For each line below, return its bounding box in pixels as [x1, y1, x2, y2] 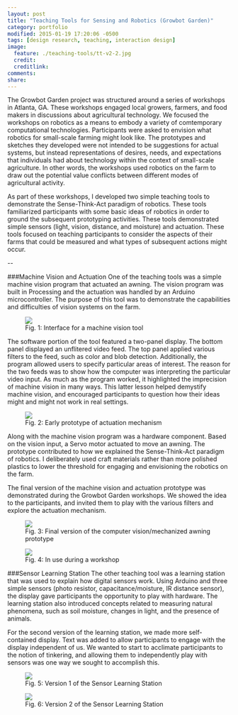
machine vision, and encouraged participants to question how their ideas [7, 390, 220, 399]
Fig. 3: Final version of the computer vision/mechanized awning [25, 527, 211, 536]
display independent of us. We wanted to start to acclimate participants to [7, 643, 223, 652]
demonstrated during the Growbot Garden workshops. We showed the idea [7, 491, 227, 500]
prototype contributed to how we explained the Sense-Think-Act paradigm [7, 448, 225, 456]
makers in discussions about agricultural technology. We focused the [7, 111, 209, 119]
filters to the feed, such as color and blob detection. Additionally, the [7, 353, 208, 361]
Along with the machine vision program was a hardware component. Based [7, 432, 227, 440]
